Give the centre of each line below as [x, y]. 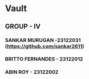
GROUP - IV [23, 26]
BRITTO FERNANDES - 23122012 [44, 59]
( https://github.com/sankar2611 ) [44, 46]
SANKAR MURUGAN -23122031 [43, 40]
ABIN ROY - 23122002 [32, 72]
